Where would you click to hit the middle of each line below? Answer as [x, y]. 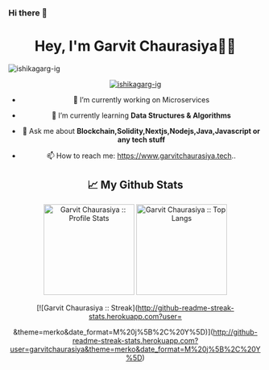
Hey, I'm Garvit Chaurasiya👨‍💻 [135, 46]
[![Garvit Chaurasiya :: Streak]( [87, 308]
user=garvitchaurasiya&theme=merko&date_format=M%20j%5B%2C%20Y [135, 349]
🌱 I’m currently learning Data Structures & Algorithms [141, 115]
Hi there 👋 [28, 13]
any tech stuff [141, 139]
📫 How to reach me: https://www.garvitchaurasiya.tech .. [141, 156]
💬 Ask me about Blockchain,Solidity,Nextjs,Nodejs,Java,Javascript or [141, 131]
